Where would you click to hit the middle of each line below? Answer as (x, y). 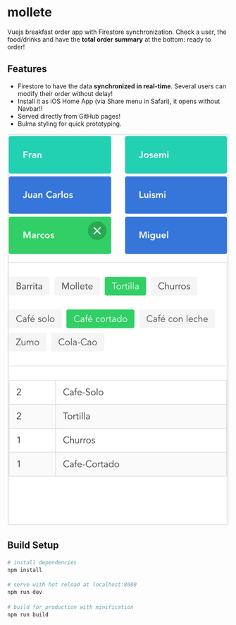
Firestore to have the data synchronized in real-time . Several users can (122, 86)
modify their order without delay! (65, 93)
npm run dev (25, 593)
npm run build (28, 614)
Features (27, 69)
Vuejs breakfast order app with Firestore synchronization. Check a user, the (117, 32)
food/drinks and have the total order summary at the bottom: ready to (109, 39)
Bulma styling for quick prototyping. (69, 124)
